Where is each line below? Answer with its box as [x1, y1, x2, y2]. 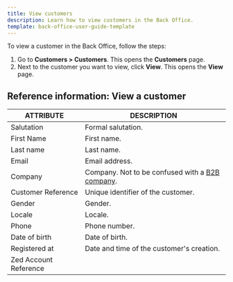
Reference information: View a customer [7, 90, 187, 102]
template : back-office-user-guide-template [7, 23, 135, 30]
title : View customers [7, 10, 73, 17]
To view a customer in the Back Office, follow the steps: [7, 42, 166, 51]
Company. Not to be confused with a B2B [85, 168, 220, 177]
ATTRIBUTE [24, 111, 64, 121]
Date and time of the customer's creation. [85, 244, 221, 254]
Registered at [10, 244, 54, 254]
